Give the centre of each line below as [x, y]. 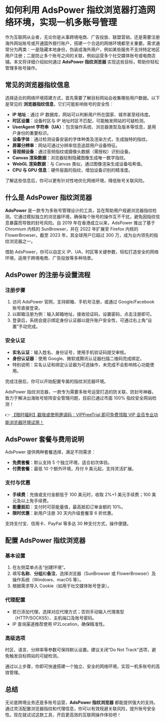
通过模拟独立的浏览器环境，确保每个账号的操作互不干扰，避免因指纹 [87, 216]
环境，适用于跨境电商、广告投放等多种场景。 [50, 258]
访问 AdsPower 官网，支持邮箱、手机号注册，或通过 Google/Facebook [83, 302]
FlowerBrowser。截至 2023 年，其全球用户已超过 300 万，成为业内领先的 [79, 235]
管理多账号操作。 [22, 68]
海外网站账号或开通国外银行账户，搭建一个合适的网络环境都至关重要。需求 [80, 43]
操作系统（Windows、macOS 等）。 [48, 580]
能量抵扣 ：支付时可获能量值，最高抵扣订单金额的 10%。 [69, 507]
